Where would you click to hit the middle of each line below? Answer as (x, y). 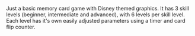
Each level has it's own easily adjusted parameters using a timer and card (96, 21)
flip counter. (21, 27)
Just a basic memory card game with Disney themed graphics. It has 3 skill (98, 8)
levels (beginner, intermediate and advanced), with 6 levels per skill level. (95, 15)
